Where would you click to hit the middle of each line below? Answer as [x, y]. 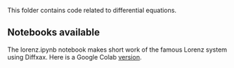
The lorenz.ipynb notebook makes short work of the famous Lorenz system [117, 50]
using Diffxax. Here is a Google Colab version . [74, 57]
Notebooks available [54, 32]
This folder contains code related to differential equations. [92, 10]
